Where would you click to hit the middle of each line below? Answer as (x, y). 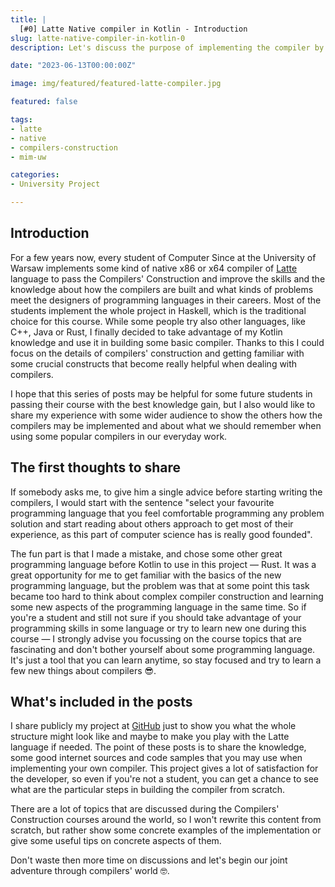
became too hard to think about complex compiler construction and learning (167, 596)
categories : (35, 175)
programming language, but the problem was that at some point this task (160, 585)
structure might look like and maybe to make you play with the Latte (150, 737)
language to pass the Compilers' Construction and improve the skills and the (168, 278)
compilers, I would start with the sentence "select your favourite (142, 502)
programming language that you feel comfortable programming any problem (167, 513)
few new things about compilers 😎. (83, 670)
